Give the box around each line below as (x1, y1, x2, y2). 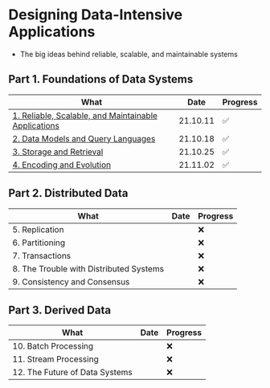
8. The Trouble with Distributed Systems (12, 263, 165, 274)
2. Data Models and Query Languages (12, 133, 156, 144)
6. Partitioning (12, 237, 66, 248)
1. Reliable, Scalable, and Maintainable (12, 110, 158, 121)
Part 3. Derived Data (8, 303, 111, 317)
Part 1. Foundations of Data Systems (8, 72, 194, 86)
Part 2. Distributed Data (8, 186, 129, 200)
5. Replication (12, 223, 64, 235)
